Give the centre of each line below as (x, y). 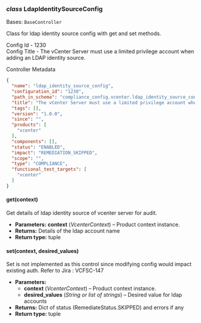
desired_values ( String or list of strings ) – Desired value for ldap (103, 295)
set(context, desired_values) (42, 251)
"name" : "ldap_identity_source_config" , (63, 86)
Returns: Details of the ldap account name (67, 231)
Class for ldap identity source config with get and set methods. (84, 33)
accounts (35, 301)
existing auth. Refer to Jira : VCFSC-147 (55, 270)
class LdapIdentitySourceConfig (54, 9)
